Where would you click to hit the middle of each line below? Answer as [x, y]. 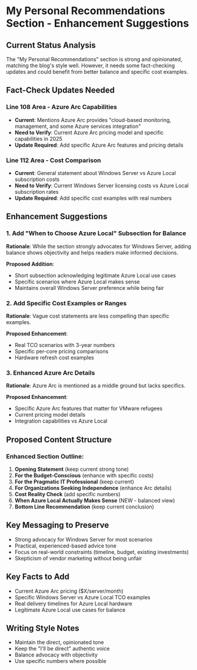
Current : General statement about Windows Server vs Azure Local [95, 173]
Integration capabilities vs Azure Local [61, 421]
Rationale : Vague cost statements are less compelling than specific [88, 316]
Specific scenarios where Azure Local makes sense [77, 282]
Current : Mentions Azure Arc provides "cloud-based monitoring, [93, 120]
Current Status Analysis [51, 45]
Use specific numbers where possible [61, 661]
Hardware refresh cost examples [54, 357]
